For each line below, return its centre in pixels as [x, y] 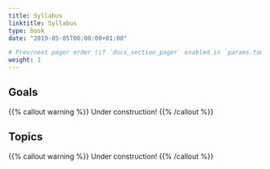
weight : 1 [25, 60]
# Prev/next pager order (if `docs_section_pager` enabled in [115, 53]
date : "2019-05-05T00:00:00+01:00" [68, 38]
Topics [26, 137]
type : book [27, 30]
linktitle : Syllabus [43, 23]
